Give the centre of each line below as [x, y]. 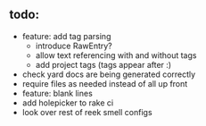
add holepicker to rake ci [68, 103]
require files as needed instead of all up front [105, 83]
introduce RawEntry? [74, 46]
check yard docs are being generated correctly [109, 74]
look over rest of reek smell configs [87, 112]
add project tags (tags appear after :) [103, 64]
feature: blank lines [58, 93]
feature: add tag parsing [66, 36]
